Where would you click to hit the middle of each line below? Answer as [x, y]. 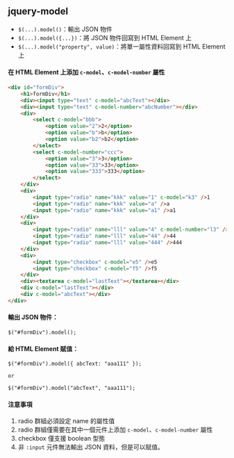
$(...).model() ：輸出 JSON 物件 [65, 29]
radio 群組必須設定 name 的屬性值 [66, 421]
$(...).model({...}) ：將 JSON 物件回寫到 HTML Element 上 [105, 38]
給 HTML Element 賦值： [43, 349]
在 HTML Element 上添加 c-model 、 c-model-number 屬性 [86, 72]
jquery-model [38, 11]
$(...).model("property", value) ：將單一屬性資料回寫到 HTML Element [122, 46]
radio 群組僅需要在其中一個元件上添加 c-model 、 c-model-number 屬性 [115, 430]
